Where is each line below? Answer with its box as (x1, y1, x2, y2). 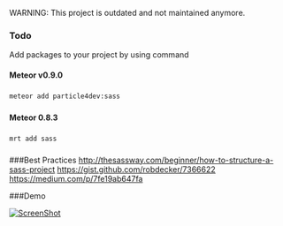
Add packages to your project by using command (9, 49, 189, 60)
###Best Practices (9, 154, 77, 165)
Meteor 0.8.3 (9, 112, 58, 123)
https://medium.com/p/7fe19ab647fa (9, 173, 143, 184)
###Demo (9, 190, 46, 201)
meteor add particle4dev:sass (9, 92, 121, 101)
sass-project (9, 163, 56, 175)
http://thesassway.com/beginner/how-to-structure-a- (78, 154, 274, 165)
